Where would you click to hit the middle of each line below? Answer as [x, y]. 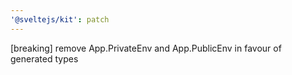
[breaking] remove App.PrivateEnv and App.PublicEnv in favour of [146, 48]
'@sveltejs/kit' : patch [60, 19]
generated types [44, 58]
